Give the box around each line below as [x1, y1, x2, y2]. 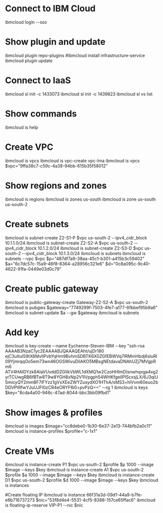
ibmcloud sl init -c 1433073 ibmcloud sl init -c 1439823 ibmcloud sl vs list [5, 91, 153, 97]
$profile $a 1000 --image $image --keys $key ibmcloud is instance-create [5, 472, 155, 478]
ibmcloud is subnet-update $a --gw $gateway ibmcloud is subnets [5, 309, 140, 316]
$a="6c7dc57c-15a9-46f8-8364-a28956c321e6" [5, 260, 104, 267]
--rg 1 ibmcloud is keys [102, 385, 148, 391]
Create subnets [5, 218, 69, 230]
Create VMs [5, 445, 55, 457]
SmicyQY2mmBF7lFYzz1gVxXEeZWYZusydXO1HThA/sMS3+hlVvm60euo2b [5, 379, 159, 385]
